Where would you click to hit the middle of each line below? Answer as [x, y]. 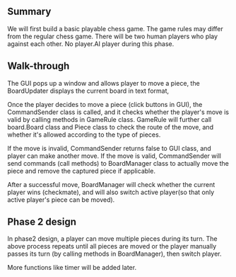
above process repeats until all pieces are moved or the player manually [112, 247]
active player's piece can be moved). [61, 199]
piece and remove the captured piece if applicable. [81, 171]
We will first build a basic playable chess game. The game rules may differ [116, 28]
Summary [29, 12]
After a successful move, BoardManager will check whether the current [111, 184]
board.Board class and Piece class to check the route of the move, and [111, 127]
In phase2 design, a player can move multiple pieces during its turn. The [112, 239]
